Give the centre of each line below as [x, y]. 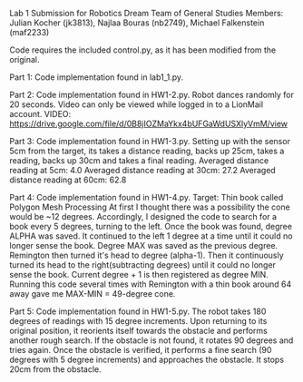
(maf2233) [29, 32]
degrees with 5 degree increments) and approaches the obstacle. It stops [147, 359]
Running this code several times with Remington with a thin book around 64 [151, 284]
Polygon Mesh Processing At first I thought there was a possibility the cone [150, 207]
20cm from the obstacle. [55, 369]
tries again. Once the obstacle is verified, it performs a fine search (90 [141, 350]
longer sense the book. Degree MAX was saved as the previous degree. [144, 245]
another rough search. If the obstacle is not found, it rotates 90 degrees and [151, 340]
